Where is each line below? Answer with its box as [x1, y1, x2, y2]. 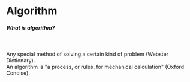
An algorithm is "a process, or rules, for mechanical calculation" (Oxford [6, 64, 185, 71]
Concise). [6, 70, 30, 77]
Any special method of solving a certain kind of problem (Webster [6, 51, 169, 58]
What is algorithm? [6, 24, 55, 31]
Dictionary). [6, 57, 35, 64]
